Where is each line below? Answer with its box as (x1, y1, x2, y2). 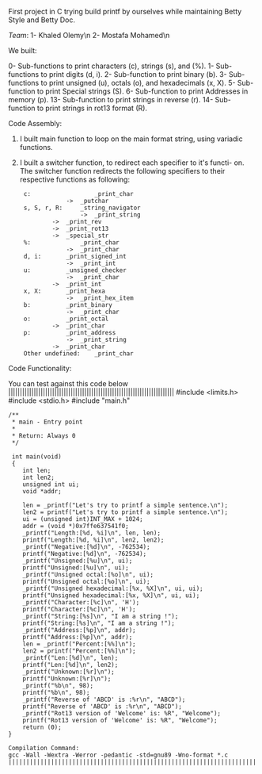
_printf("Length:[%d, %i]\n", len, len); (22, 529, 161, 537)
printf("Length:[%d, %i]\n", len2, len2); (22, 536, 165, 544)
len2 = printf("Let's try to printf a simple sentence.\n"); (22, 508, 228, 516)
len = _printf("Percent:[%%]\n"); (22, 640, 136, 648)
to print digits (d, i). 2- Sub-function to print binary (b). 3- (40, 70, 227, 79)
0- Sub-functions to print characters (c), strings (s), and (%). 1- (8, 61, 215, 71)
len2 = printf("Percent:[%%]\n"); (22, 647, 136, 655)
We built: (8, 46, 37, 55)
